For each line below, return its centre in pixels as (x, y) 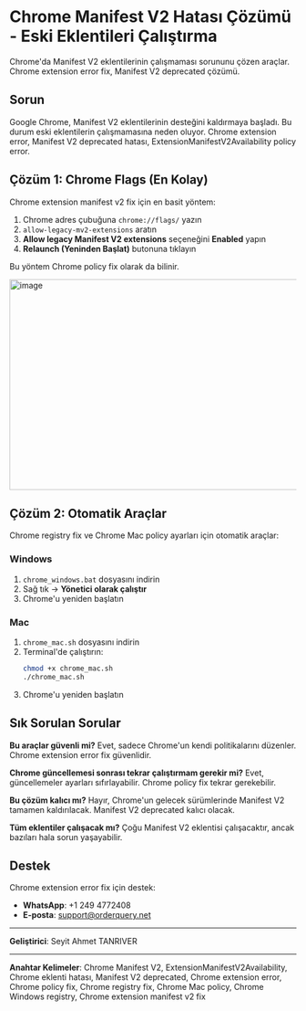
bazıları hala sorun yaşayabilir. (66, 837)
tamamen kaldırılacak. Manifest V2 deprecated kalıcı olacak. (122, 809)
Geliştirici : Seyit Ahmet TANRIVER (74, 942)
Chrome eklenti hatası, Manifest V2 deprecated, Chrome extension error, (146, 977)
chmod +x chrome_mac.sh (68, 669)
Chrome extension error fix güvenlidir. (81, 754)
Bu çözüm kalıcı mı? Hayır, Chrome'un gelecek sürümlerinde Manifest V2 (147, 800)
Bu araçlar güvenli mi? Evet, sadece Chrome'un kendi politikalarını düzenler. (153, 745)
